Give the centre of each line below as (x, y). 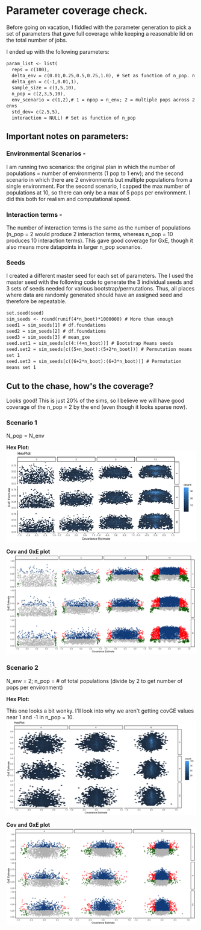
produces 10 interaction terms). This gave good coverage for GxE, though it (100, 240)
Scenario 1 (22, 422)
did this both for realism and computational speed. (69, 199)
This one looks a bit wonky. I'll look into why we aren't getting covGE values (100, 711)
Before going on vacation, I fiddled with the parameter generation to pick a (99, 27)
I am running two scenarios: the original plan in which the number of (91, 167)
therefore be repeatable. (36, 301)
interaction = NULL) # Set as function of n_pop (74, 118)
